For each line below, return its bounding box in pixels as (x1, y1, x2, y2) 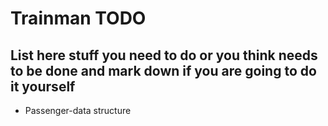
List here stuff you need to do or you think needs (10, 47, 318, 64)
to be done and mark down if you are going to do (10, 62, 317, 79)
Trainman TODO (10, 7, 147, 30)
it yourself (10, 78, 76, 95)
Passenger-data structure (24, 105, 132, 116)
